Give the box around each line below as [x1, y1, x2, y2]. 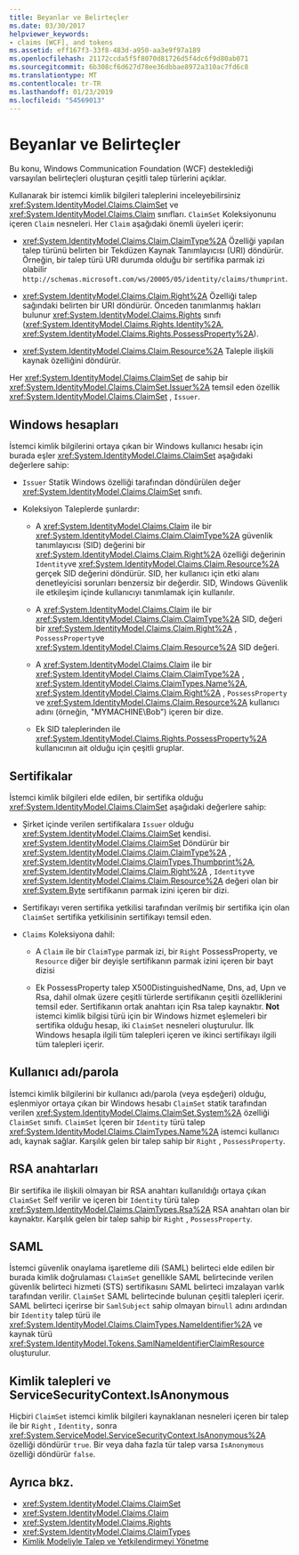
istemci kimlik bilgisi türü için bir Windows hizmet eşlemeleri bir [35, 1011, 268, 1021]
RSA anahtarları [9, 1162, 99, 1177]
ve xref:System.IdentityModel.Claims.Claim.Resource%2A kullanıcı [35, 697, 280, 708]
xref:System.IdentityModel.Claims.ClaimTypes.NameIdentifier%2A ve [9, 1319, 263, 1330]
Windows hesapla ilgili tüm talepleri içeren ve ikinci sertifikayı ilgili [35, 1029, 277, 1040]
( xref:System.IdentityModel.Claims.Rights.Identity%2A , [21, 319, 224, 330]
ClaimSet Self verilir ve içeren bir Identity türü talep [9, 1194, 200, 1205]
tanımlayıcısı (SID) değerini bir [35, 540, 146, 551]
